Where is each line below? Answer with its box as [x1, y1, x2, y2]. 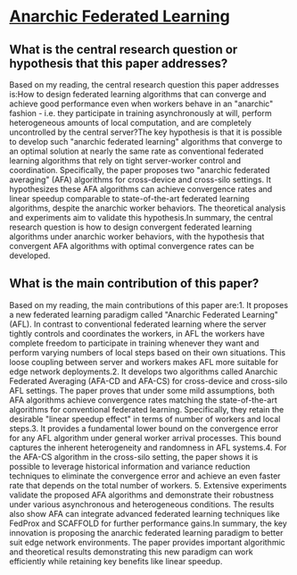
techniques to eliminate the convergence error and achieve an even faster [9, 471, 281, 481]
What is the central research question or [9, 42, 238, 57]
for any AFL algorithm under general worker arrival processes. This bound [9, 432, 282, 443]
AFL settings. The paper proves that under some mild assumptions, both [9, 385, 275, 396]
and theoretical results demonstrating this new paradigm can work [9, 546, 253, 557]
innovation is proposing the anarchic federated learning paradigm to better [9, 527, 284, 537]
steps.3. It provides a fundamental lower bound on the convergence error [9, 422, 279, 434]
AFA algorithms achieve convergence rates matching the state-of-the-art [9, 395, 278, 405]
